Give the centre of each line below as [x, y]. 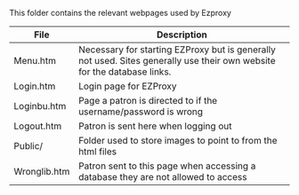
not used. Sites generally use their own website [177, 61]
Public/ [28, 146]
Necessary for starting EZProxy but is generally [177, 50]
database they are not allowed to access [163, 177]
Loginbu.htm [40, 106]
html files [98, 152]
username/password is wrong [141, 112]
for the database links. [125, 72]
